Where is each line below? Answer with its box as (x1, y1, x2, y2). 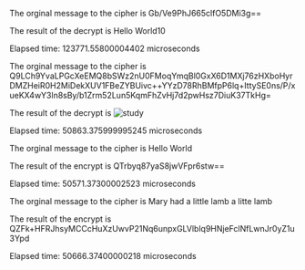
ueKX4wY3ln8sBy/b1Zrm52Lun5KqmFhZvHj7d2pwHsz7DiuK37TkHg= (9, 90, 271, 100)
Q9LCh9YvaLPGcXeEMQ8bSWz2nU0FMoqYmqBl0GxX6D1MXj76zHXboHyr (9, 70, 293, 81)
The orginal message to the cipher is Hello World (9, 143, 193, 153)
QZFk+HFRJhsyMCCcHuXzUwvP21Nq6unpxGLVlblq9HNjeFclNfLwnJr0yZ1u (9, 223, 296, 234)
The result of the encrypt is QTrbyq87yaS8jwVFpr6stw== (9, 161, 225, 171)
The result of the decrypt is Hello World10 (9, 26, 166, 36)
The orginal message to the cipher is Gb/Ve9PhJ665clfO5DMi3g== (9, 8, 262, 18)
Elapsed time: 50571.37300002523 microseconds (9, 178, 196, 189)
